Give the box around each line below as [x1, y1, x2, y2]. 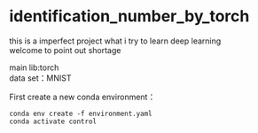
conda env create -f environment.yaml [9, 109, 152, 118]
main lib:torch [9, 62, 59, 73]
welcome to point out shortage [9, 44, 121, 55]
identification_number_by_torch [9, 6, 250, 27]
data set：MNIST [9, 73, 72, 83]
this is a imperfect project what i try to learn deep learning [9, 35, 222, 46]
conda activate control [9, 117, 98, 126]
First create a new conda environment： [9, 91, 156, 102]
